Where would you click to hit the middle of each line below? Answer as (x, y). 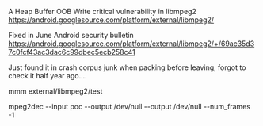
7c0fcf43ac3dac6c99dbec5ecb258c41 (72, 52)
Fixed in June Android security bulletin (71, 35)
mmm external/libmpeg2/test (55, 91)
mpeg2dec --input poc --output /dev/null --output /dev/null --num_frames (130, 107)
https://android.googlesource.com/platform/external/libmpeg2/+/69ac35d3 (131, 44)
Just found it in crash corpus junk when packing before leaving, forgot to (127, 67)
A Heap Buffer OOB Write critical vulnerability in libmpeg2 (102, 11)
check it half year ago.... (48, 76)
